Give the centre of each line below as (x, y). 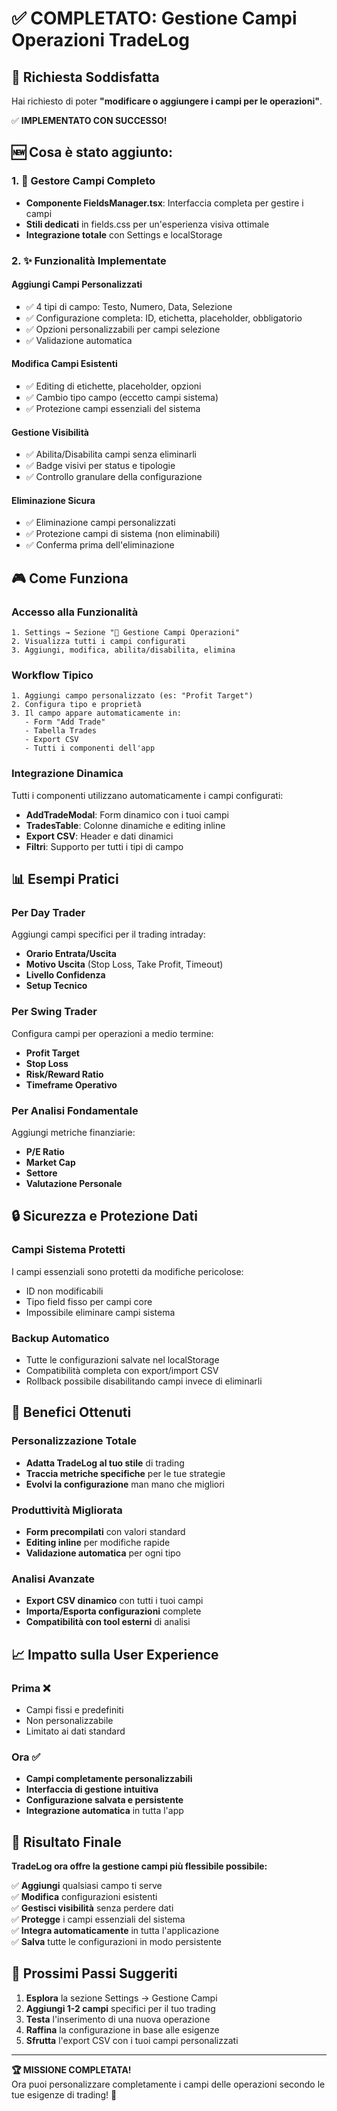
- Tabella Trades (61, 731)
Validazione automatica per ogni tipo (103, 1553)
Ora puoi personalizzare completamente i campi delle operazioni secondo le (168, 2084)
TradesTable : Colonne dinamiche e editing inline (125, 825)
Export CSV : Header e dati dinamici (99, 836)
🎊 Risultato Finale (66, 1842)
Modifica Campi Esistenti (64, 364)
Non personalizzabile (69, 1720)
